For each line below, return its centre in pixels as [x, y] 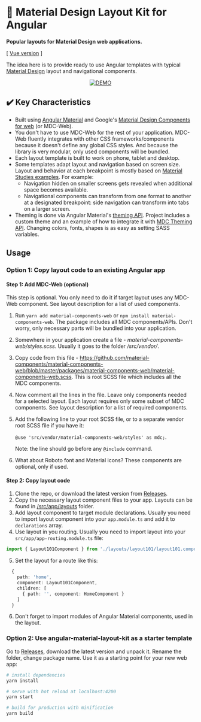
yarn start [20, 697]
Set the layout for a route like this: [56, 561]
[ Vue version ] [25, 53]
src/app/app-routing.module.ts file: [59, 538]
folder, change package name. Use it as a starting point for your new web [97, 657]
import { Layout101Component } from [52, 549]
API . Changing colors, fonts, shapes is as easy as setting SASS [92, 227]
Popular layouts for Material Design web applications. [74, 41]
